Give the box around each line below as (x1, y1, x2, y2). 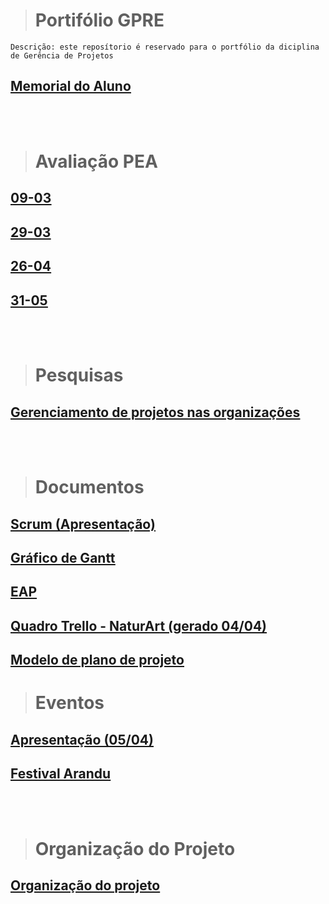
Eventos (34, 692, 105, 714)
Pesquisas (34, 364, 124, 387)
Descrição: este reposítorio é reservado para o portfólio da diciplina (10, 42, 320, 52)
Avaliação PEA (34, 150, 158, 173)
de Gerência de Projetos (10, 50, 114, 61)
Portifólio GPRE (34, 9, 165, 32)
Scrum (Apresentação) (10, 515, 156, 533)
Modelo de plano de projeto (10, 652, 185, 669)
